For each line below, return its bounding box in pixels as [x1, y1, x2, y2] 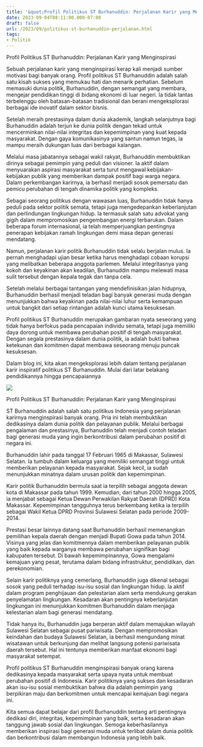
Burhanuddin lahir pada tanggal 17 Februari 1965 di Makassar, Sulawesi [6, 452, 183, 458]
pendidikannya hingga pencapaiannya [6, 373, 101, 380]
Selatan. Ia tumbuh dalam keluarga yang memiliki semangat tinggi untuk [6, 458, 185, 465]
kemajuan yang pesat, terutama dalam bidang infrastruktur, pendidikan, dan [6, 558, 195, 565]
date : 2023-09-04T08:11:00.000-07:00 [6, 15, 101, 21]
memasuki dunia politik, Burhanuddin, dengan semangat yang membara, [6, 85, 187, 91]
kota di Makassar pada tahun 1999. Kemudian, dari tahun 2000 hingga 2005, [6, 489, 197, 496]
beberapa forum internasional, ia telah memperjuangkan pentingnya [6, 223, 175, 230]
